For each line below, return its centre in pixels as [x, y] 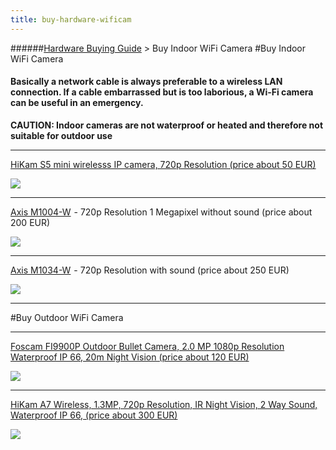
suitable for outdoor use [61, 135]
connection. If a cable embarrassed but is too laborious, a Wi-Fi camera [162, 92]
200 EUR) [30, 222]
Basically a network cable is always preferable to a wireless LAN [146, 82]
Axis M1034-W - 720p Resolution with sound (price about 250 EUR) [150, 270]
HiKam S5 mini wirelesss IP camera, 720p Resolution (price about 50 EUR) [163, 164]
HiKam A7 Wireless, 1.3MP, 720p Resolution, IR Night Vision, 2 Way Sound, [164, 404]
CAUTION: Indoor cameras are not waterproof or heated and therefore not [167, 125]
